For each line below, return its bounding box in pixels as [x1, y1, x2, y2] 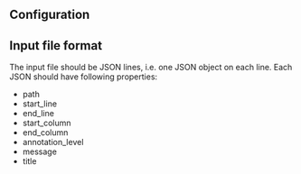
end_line [22, 108, 54, 119]
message [22, 146, 57, 157]
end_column [22, 127, 69, 138]
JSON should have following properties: [9, 71, 158, 82]
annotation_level [22, 137, 84, 148]
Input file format [9, 38, 102, 53]
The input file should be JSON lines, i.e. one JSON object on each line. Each [9, 62, 293, 73]
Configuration [9, 7, 90, 23]
